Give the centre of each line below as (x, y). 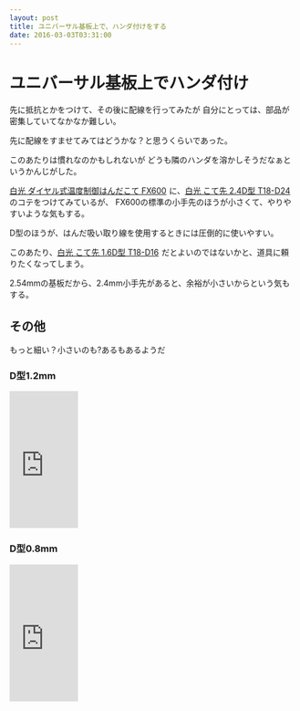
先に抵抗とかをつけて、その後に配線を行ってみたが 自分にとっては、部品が (150, 110)
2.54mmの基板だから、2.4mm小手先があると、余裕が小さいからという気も (150, 283)
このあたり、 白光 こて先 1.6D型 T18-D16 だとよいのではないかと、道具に (145, 253)
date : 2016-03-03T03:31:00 (61, 35)
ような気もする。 (57, 214)
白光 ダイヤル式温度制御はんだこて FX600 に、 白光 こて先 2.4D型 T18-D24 (150, 191)
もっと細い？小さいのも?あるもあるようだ (88, 350)
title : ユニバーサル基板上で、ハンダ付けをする (88, 26)
